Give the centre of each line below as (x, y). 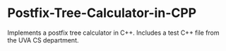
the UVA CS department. (43, 40)
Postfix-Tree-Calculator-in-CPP (102, 13)
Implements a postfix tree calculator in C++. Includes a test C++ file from (114, 33)
